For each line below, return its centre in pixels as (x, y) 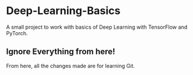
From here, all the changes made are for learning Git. (70, 66)
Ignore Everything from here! (61, 52)
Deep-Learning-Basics (63, 11)
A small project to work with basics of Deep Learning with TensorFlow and (97, 27)
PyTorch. (17, 33)
